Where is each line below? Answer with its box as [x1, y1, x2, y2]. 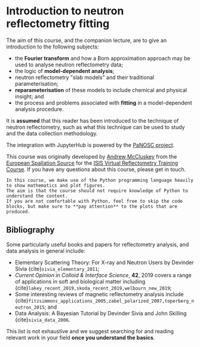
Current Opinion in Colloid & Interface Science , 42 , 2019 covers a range [14, 271, 192, 279]
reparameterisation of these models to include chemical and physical [14, 86, 187, 93]
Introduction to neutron [6, 4, 124, 18]
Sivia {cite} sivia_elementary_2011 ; [14, 265, 100, 272]
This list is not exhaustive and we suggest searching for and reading [6, 327, 174, 334]
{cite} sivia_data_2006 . [14, 316, 70, 323]
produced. [6, 208, 31, 215]
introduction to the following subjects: [6, 43, 100, 50]
